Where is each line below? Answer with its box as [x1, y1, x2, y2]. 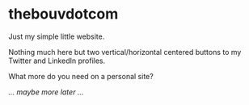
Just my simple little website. [8, 31, 105, 41]
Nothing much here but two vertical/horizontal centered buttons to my [8, 47, 242, 57]
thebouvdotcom [8, 5, 119, 23]
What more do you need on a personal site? [8, 71, 154, 81]
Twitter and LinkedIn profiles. [8, 56, 106, 65]
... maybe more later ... [8, 86, 84, 97]
